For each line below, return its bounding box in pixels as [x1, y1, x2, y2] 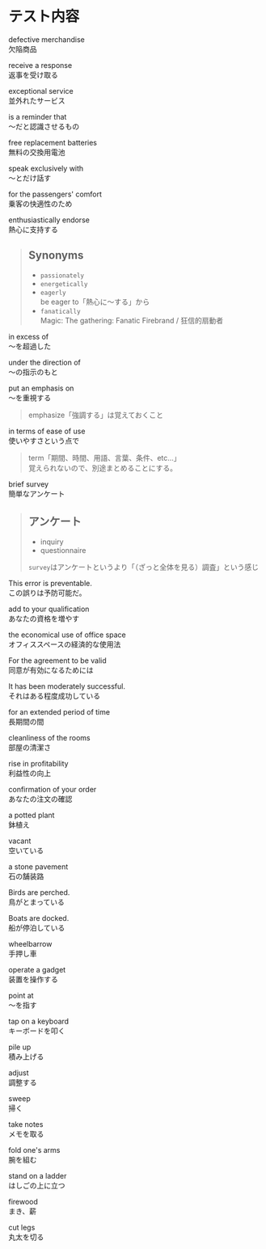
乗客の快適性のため [8, 199, 73, 209]
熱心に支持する [8, 224, 58, 234]
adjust [8, 1068, 30, 1078]
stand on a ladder [8, 1171, 67, 1180]
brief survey [8, 479, 49, 489]
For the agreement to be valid [8, 656, 107, 665]
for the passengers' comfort [8, 189, 103, 199]
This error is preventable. [8, 578, 93, 588]
